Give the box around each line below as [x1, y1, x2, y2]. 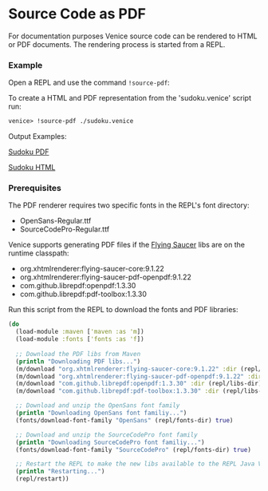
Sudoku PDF [8, 147, 49, 156]
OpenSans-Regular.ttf [19, 216, 92, 226]
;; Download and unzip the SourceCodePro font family [15, 430, 198, 439]
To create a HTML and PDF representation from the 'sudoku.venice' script [8, 93, 251, 103]
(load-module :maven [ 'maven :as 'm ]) [15, 328, 145, 336]
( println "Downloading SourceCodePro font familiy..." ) [15, 438, 205, 446]
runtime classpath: [8, 248, 69, 258]
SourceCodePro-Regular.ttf [19, 224, 110, 234]
